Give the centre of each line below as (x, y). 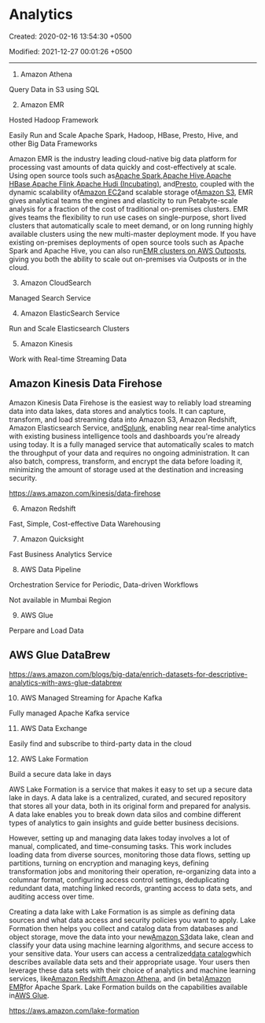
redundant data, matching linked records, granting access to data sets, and (131, 888)
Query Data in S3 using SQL (54, 89)
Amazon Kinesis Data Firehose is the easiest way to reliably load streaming (130, 402)
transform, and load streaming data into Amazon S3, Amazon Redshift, (123, 419)
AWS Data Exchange (53, 728)
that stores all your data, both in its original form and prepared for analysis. (130, 806)
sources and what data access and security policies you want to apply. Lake (132, 920)
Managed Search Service (50, 297)
